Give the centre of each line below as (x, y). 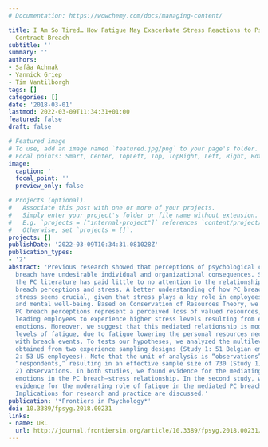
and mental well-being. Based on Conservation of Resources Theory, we (137, 305)
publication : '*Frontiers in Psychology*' (80, 401)
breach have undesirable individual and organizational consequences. (135, 274)
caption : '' (35, 171)
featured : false (35, 120)
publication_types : (41, 253)
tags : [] (23, 90)
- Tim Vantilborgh (39, 82)
